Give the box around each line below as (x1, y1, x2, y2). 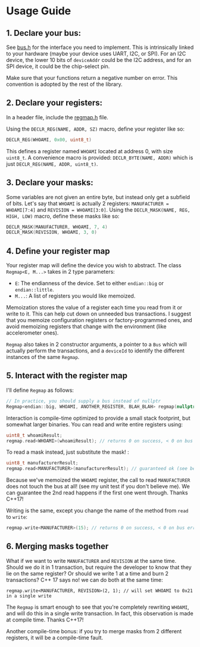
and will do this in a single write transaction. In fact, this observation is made (6, 609, 193, 617)
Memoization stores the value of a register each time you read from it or (6, 304, 183, 311)
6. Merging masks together (6, 541, 109, 552)
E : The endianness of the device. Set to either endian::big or (14, 280, 164, 287)
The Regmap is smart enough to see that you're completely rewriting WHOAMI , (6, 603, 189, 611)
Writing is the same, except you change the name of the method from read (6, 507, 189, 514)
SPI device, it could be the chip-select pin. (6, 63, 110, 70)
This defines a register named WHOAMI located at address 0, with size (6, 147, 174, 154)
